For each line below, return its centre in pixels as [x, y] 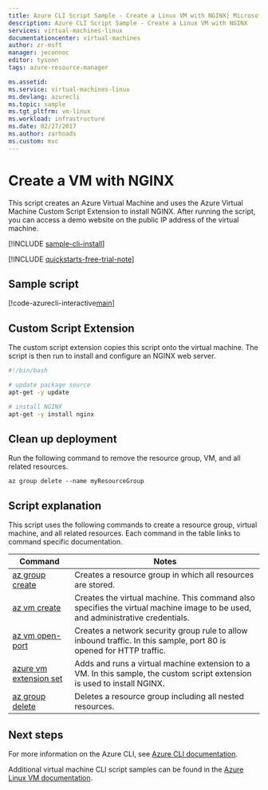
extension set [37, 678]
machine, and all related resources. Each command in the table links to [124, 533]
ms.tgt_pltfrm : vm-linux [49, 112]
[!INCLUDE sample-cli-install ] [57, 243]
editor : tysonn [33, 61]
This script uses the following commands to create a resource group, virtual [133, 525]
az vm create [37, 608]
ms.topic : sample [37, 104]
